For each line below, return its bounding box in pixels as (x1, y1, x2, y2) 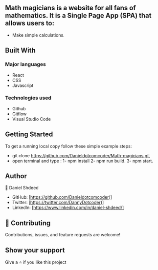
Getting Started (5, 130, 53, 139)
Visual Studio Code (12, 116, 51, 122)
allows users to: (5, 19, 55, 27)
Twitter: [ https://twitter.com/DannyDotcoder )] (12, 200, 104, 206)
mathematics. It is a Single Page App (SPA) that (5, 12, 152, 20)
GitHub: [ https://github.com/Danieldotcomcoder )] (12, 194, 113, 200)
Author (5, 172, 27, 180)
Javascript (12, 83, 34, 88)
